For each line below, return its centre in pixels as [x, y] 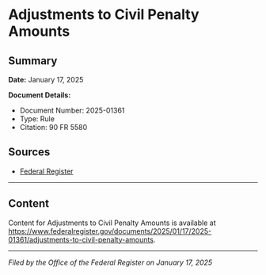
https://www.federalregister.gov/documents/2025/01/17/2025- [110, 231]
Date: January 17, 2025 [46, 80]
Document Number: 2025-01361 [72, 110]
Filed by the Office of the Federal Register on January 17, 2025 [110, 262]
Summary [33, 61]
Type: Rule [37, 119]
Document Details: [40, 95]
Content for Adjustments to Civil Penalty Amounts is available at [112, 223]
